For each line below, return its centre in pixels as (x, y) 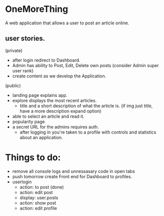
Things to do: (33, 157)
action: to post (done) (42, 187)
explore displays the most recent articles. (54, 100)
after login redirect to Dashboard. (46, 60)
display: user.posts (39, 198)
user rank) (23, 71)
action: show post (38, 203)
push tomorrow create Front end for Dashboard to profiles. (72, 176)
